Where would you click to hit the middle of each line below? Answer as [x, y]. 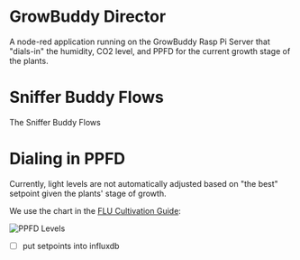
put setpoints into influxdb [71, 246]
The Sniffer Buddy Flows [55, 122]
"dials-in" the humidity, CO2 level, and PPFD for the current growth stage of [150, 51]
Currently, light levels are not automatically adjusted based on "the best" [144, 183]
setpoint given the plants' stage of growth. [88, 193]
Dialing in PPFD [68, 159]
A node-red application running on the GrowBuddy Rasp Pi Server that [140, 42]
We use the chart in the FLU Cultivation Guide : [95, 210]
